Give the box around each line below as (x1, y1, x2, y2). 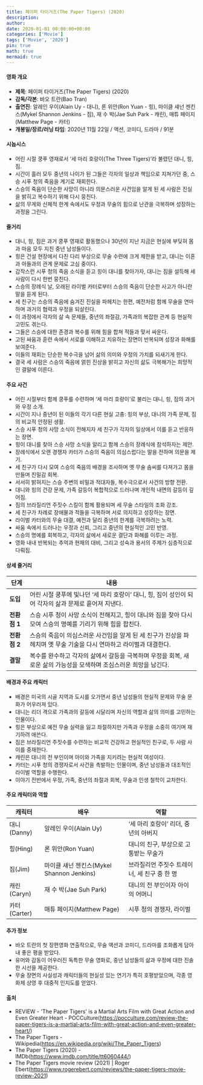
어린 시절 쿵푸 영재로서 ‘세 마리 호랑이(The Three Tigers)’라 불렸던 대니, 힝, (14, 155, 193, 163)
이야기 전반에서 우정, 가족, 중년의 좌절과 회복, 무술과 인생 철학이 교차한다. (14, 776, 187, 783)
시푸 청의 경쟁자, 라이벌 (128, 905, 191, 913)
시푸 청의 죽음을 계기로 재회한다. (21, 178, 98, 185)
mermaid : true (6, 54, 42, 60)
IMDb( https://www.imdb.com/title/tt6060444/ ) (14, 1053, 132, 1060)
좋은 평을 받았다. (21, 949, 60, 956)
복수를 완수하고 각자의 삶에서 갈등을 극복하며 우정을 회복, (30, 651, 182, 659)
